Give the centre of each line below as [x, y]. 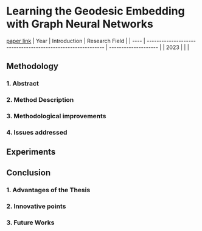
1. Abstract [23, 84]
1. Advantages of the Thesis [48, 190]
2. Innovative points [36, 206]
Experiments [31, 152]
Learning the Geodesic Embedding [96, 11]
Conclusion [29, 172]
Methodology [33, 66]
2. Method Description [40, 100]
